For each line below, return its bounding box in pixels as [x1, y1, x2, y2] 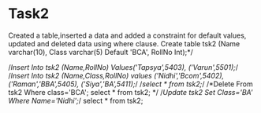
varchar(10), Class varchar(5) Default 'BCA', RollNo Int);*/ [8, 47, 193, 56]
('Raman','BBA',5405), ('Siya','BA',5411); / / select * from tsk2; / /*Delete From [8, 79, 254, 89]
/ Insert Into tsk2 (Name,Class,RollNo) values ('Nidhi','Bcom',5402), [8, 71, 225, 80]
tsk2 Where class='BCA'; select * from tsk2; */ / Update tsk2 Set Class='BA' [8, 87, 254, 97]
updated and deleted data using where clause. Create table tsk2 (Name [8, 38, 240, 48]
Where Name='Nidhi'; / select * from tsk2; [8, 96, 144, 105]
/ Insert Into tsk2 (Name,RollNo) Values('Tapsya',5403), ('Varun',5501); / [8, 62, 239, 71]
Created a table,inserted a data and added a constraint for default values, [8, 31, 247, 40]
